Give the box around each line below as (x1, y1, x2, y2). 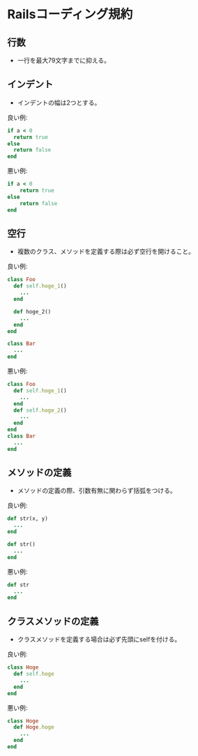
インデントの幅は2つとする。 (17, 98, 101, 107)
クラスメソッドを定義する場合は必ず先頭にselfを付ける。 (17, 635, 181, 644)
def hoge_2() (13, 308, 52, 315)
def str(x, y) (7, 515, 49, 522)
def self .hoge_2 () (13, 406, 68, 414)
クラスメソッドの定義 (7, 615, 99, 627)
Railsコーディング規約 (7, 6, 133, 22)
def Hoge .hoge (13, 724, 54, 731)
